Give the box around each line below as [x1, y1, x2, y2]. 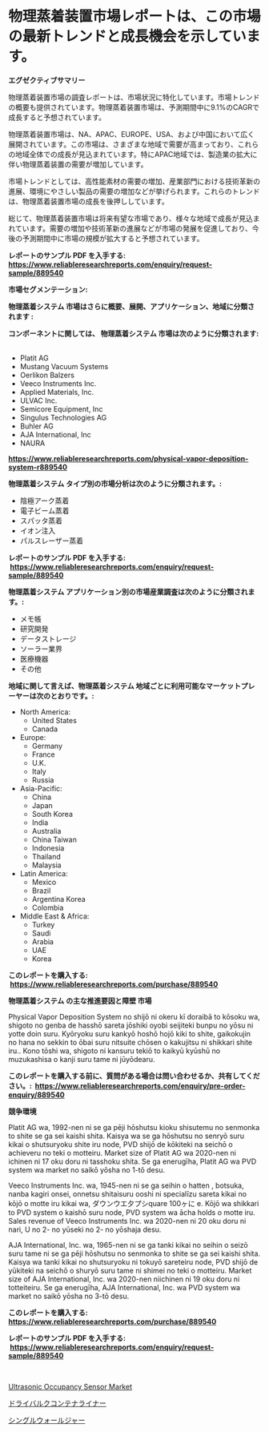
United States [31, 715, 78, 725]
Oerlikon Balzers [19, 370, 74, 380]
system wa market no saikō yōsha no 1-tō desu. [8, 1165, 166, 1174]
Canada [31, 724, 58, 734]
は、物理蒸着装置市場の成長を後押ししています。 [8, 196, 170, 206]
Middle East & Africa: [19, 911, 90, 921]
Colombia [31, 903, 64, 912]
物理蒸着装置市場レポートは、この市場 [8, 7, 262, 26]
